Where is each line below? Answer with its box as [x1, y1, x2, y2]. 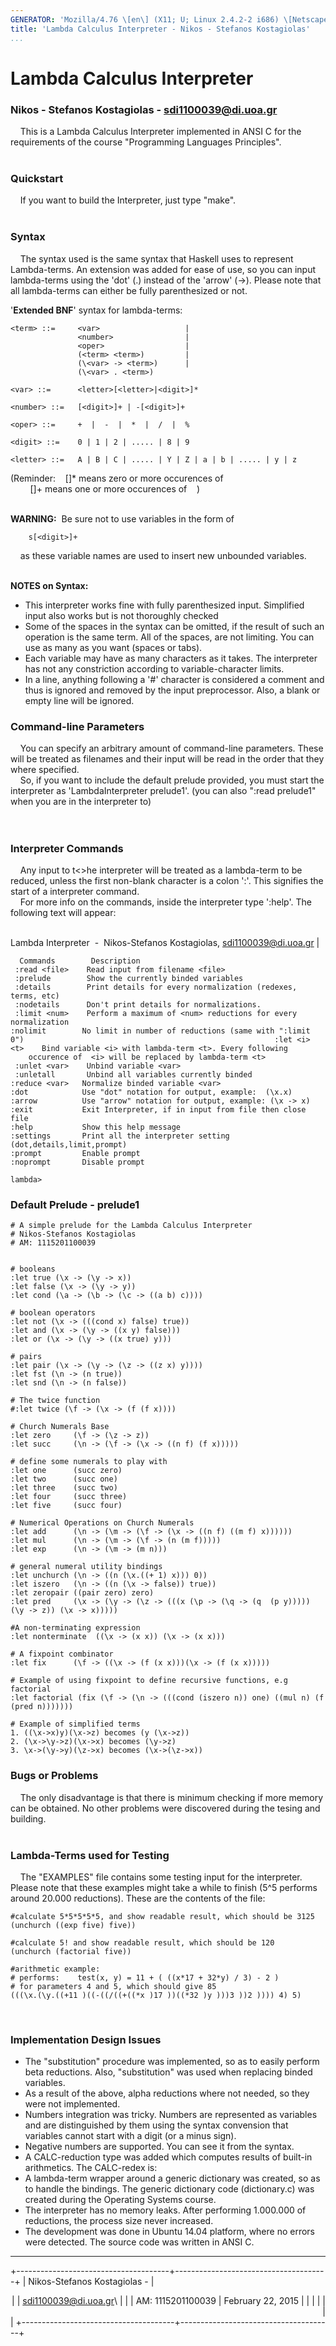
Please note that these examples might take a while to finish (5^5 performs [10, 1882, 318, 1894]
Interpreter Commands [10, 841, 124, 855]
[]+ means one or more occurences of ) [29, 482, 201, 495]
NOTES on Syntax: [10, 579, 89, 591]
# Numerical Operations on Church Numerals [10, 1518, 195, 1528]
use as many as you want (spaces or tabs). [24, 641, 203, 653]
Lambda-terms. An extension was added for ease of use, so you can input [10, 263, 316, 275]
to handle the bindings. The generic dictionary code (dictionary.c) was [24, 2183, 315, 2195]
